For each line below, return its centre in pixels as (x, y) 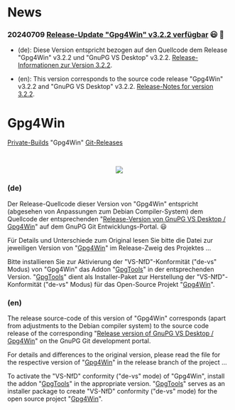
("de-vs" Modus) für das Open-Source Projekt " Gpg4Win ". (129, 284)
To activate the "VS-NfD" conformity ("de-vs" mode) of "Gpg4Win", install (116, 376)
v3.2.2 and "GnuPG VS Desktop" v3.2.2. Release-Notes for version (115, 87)
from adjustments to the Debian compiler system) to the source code (108, 326)
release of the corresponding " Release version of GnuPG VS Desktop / (111, 333)
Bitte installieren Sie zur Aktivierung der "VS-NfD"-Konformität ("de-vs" (112, 261)
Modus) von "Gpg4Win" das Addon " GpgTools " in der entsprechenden (111, 269)
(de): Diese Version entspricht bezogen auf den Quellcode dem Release (122, 50)
